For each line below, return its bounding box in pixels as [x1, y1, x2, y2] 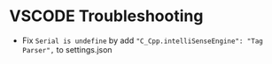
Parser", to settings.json [21, 44, 113, 54]
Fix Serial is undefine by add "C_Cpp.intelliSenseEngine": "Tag [21, 35, 263, 46]
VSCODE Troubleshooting [9, 6, 204, 26]
